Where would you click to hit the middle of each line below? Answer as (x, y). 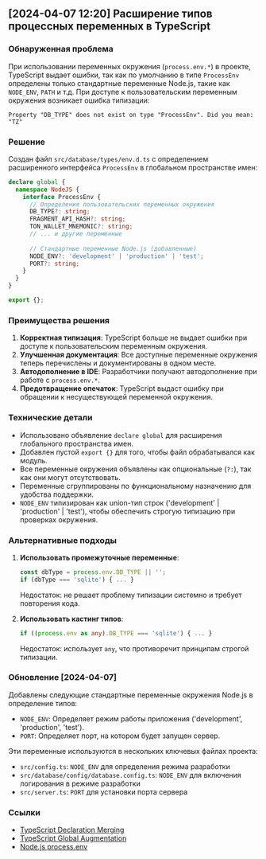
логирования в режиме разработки (80, 783)
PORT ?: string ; (54, 264)
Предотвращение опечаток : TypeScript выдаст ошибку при (122, 389)
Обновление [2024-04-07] (63, 677)
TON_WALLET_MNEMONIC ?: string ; (81, 227)
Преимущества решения (59, 320)
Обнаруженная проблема (61, 49)
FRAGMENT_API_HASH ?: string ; (77, 219)
